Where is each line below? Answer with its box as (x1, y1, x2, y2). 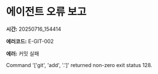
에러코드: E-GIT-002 (6, 38, 54, 45)
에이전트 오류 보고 (6, 5, 87, 18)
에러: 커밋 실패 (6, 50, 39, 57)
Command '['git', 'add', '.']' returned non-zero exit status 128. (6, 61, 153, 68)
